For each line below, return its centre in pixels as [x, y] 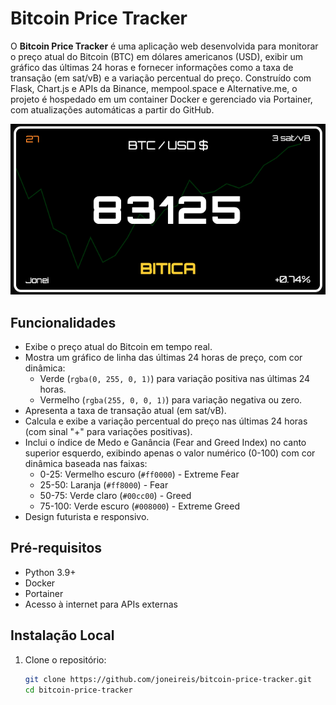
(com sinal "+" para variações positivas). [108, 431]
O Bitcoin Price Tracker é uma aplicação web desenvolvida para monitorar [164, 46]
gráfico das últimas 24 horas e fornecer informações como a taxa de [152, 67]
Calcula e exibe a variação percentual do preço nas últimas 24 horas [166, 421]
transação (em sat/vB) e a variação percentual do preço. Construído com [161, 78]
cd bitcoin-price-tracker [78, 690]
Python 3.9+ [50, 572]
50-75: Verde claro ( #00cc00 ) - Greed [115, 495]
